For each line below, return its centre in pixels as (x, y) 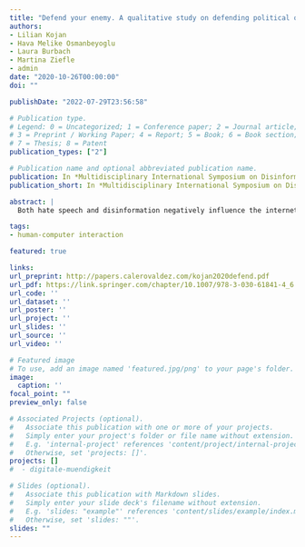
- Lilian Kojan (38, 35)
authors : (26, 26)
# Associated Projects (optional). (77, 419)
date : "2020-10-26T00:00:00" (64, 77)
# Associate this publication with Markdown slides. (115, 494)
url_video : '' (36, 343)
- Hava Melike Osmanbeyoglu (63, 43)
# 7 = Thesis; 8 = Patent (58, 144)
